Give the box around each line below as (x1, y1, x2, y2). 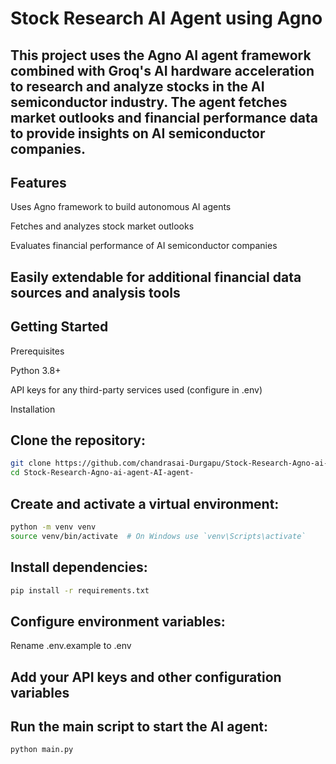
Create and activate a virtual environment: (10, 495, 280, 512)
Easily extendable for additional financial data (10, 268, 302, 286)
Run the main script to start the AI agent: (10, 718, 268, 735)
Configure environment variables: (10, 613, 226, 630)
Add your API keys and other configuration (10, 668, 282, 686)
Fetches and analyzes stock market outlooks (10, 220, 195, 232)
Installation (10, 403, 56, 415)
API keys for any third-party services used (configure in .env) (10, 383, 263, 396)
